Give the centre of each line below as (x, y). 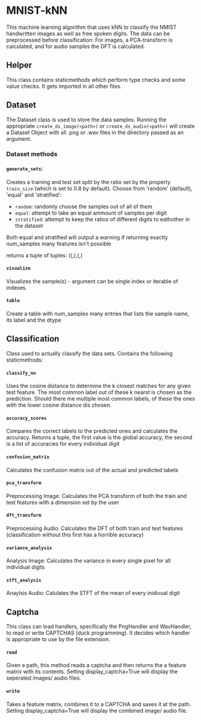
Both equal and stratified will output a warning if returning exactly (87, 237)
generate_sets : (25, 168)
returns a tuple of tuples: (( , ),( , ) (44, 255)
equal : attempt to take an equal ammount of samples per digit (91, 213)
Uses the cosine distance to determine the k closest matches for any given (98, 386)
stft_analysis (24, 580)
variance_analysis (29, 548)
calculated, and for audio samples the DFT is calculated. (76, 46)
